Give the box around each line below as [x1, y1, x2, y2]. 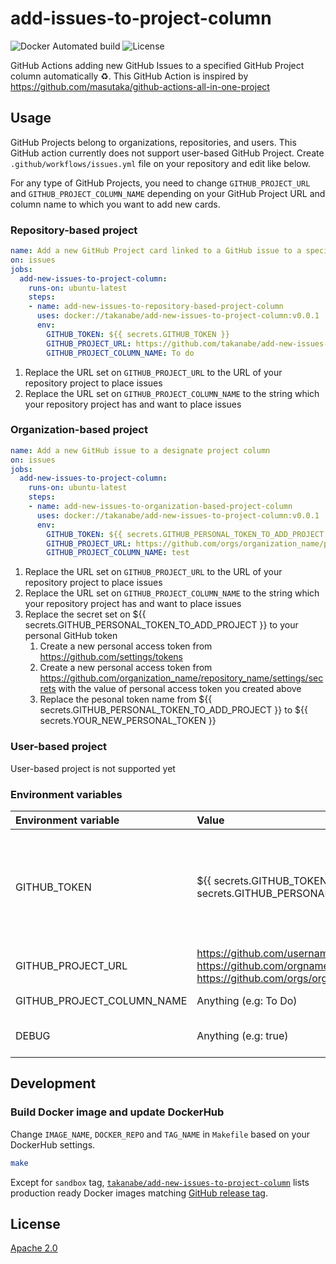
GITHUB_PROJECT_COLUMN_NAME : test [46, 548, 190, 558]
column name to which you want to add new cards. [10, 198, 221, 210]
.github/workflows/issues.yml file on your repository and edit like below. [10, 157, 311, 169]
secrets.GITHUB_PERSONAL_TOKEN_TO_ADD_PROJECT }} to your [24, 619, 299, 631]
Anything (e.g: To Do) [196, 993, 298, 1007]
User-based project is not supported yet [10, 762, 176, 774]
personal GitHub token [24, 630, 118, 642]
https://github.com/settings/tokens [39, 651, 183, 663]
